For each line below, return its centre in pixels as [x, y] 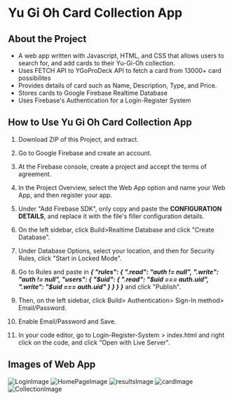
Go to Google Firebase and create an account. [85, 153]
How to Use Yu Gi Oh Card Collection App [100, 122]
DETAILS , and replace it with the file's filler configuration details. [111, 216]
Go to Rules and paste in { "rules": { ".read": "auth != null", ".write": [118, 272]
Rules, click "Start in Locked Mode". [70, 258]
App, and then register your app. [65, 195]
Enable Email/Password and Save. [67, 321]
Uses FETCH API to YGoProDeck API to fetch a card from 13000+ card [120, 71]
